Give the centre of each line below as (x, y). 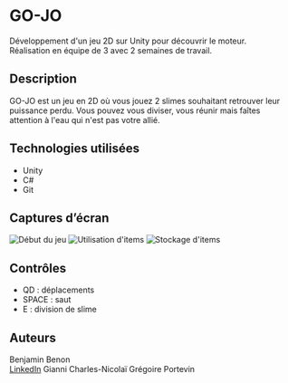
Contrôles (38, 268)
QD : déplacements (58, 290)
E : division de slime (59, 310)
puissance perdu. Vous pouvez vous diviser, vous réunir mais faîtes (135, 110)
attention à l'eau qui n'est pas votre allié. (85, 120)
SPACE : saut (47, 300)
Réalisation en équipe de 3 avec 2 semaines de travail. (111, 50)
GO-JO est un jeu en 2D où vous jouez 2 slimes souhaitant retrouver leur (145, 101)
